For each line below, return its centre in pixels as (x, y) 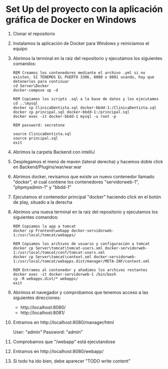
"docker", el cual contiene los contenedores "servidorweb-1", (76, 182)
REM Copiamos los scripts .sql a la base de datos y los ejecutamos (86, 99)
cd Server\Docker (31, 86)
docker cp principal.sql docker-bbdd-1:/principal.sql (71, 112)
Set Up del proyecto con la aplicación (84, 9)
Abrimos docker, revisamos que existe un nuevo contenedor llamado (83, 176)
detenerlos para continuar (41, 81)
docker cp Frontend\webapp (41, 231)
